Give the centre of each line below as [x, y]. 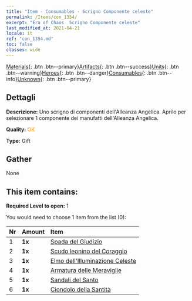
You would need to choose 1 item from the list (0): [66, 218]
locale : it [19, 34]
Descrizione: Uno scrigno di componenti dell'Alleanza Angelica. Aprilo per [96, 112]
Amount [33, 232]
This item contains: [42, 192]
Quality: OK [21, 129]
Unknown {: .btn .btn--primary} [54, 79]
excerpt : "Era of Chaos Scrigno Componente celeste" [73, 22]
